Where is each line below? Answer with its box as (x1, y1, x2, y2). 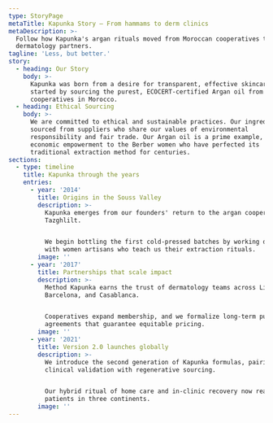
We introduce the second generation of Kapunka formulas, (44, 358, 245, 366)
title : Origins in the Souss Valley (37, 193, 162, 202)
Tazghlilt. (44, 216, 82, 225)
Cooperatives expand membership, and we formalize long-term (44, 312, 256, 321)
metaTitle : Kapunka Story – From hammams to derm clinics (8, 20, 209, 28)
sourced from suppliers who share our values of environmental (29, 125, 249, 133)
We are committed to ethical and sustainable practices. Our (29, 118, 242, 126)
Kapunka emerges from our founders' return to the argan (44, 208, 242, 216)
